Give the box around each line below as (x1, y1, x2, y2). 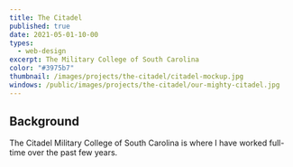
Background (9, 114, 79, 129)
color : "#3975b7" (9, 64, 75, 73)
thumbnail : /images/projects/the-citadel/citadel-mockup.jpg (9, 72, 244, 81)
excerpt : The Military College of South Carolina (9, 55, 200, 64)
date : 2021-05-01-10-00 (9, 30, 99, 39)
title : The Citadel (9, 13, 83, 23)
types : (9, 38, 34, 48)
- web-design (17, 47, 67, 56)
